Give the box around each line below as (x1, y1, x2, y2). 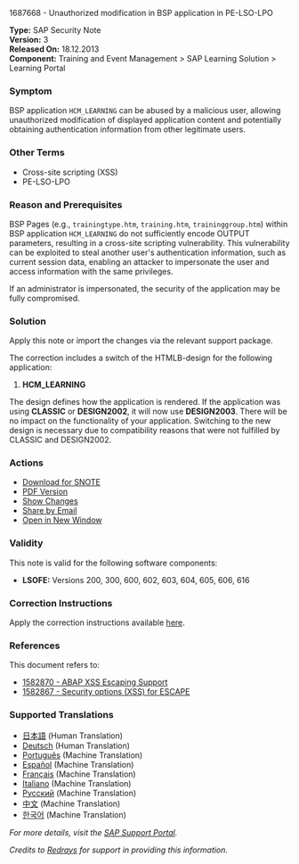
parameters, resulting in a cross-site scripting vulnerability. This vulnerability (9, 237, 291, 248)
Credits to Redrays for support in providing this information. (9, 844, 229, 855)
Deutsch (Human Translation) (21, 740, 131, 751)
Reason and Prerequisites (9, 198, 123, 210)
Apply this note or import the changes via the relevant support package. (9, 335, 273, 346)
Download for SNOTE (21, 477, 101, 488)
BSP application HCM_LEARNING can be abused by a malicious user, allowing (9, 105, 281, 116)
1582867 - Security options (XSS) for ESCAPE (21, 687, 190, 697)
